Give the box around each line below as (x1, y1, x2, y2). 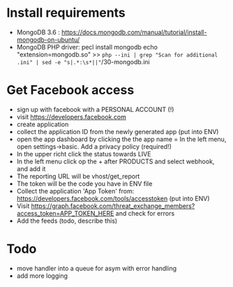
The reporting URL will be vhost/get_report (16, 172, 140, 180)
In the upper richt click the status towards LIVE (16, 149, 151, 158)
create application (16, 120, 69, 128)
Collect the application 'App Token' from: (16, 186, 135, 195)
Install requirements (6, 5, 126, 21)
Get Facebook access (6, 82, 135, 98)
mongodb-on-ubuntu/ (16, 35, 80, 43)
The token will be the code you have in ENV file (16, 179, 153, 188)
